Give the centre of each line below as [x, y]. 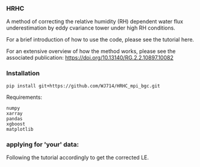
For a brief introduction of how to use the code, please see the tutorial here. [100, 40]
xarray [14, 113]
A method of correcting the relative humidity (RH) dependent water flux [95, 22]
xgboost [16, 124]
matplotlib [20, 129]
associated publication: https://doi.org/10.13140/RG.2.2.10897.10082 [90, 58]
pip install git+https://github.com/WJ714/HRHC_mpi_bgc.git [83, 86]
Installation [23, 74]
